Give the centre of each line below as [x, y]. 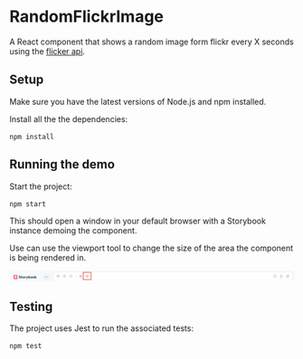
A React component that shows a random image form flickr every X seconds [151, 42]
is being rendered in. [48, 257]
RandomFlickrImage [87, 17]
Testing [31, 306]
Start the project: [41, 186]
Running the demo [62, 165]
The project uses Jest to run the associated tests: [102, 328]
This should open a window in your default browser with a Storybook [138, 221]
